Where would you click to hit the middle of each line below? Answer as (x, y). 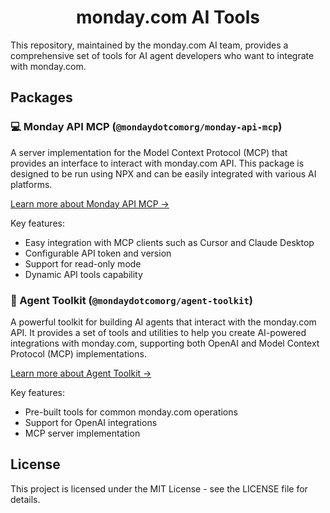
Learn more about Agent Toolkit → (81, 373)
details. (25, 499)
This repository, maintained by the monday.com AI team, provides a (149, 45)
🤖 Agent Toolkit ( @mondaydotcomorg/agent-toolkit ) (132, 300)
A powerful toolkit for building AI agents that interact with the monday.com (163, 322)
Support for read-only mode (83, 263)
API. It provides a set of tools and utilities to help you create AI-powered (158, 332)
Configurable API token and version (98, 253)
